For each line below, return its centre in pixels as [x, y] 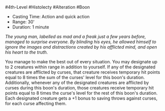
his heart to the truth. [27, 52]
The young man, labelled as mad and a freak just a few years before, [76, 37]
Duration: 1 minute [31, 27]
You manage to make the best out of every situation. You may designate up [81, 62]
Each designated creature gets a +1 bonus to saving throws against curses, [81, 98]
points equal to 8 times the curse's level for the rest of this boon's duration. [81, 93]
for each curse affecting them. [36, 103]
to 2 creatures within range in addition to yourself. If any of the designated [80, 67]
